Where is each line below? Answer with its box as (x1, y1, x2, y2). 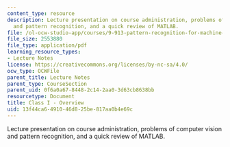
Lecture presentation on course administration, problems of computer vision (7, 124, 222, 133)
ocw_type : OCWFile (7, 67, 60, 74)
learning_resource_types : (7, 49, 81, 56)
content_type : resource (7, 10, 75, 17)
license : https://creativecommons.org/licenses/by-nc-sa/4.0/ (7, 61, 188, 68)
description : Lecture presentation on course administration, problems (7, 16, 216, 23)
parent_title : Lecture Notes (7, 73, 90, 81)
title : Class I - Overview (7, 100, 84, 106)
